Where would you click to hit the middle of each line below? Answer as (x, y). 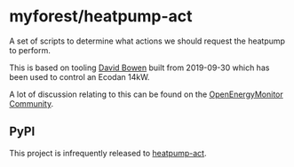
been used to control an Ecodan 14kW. (79, 76)
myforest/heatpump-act (101, 16)
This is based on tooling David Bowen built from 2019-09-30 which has (139, 68)
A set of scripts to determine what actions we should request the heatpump (147, 41)
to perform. (30, 50)
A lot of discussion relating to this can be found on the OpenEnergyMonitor (146, 94)
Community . (32, 103)
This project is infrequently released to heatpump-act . (108, 153)
